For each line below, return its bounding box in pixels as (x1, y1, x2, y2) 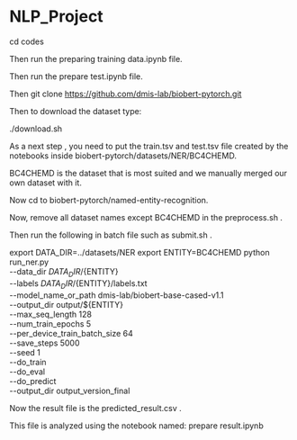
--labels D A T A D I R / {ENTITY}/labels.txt (9, 277, 148, 291)
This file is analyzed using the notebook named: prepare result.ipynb (9, 420, 264, 431)
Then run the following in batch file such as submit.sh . (9, 229, 213, 240)
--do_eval (9, 366, 46, 377)
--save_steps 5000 (9, 337, 80, 348)
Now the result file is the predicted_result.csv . (9, 402, 182, 413)
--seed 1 (9, 346, 40, 357)
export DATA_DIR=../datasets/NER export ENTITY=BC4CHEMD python (9, 247, 270, 257)
